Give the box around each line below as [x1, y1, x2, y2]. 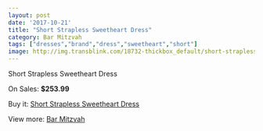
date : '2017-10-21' [8, 19, 72, 27]
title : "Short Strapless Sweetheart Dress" [8, 26, 153, 34]
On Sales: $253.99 [8, 84, 70, 94]
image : [8, 48, 30, 55]
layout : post [8, 11, 51, 19]
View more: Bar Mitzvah [8, 115, 85, 123]
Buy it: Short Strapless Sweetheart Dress [8, 99, 140, 108]
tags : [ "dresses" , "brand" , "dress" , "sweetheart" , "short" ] [8, 41, 198, 48]
